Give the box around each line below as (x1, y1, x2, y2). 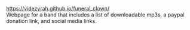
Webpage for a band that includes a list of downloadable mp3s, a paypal (6, 11, 185, 18)
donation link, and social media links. (6, 18, 97, 24)
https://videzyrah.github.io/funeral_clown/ (6, 5, 110, 12)
